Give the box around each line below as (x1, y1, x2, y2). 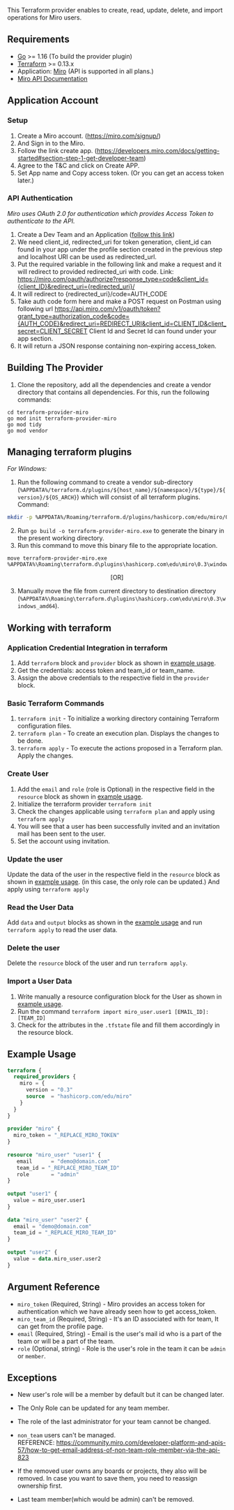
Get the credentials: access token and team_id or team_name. (17, 666, 195, 674)
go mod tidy (7, 421, 42, 428)
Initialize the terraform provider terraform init (17, 799, 152, 808)
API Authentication (7, 194, 73, 203)
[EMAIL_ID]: (174, 1008, 209, 1015)
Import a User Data (7, 976, 72, 986)
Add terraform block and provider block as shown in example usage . (17, 658, 217, 667)
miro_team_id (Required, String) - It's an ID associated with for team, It (17, 1314, 219, 1323)
